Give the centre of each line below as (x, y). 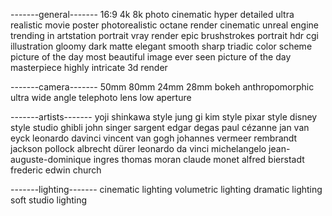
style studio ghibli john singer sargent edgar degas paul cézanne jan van (160, 127)
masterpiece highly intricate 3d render (89, 67)
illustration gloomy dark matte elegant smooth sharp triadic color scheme (161, 46)
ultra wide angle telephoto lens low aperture (101, 97)
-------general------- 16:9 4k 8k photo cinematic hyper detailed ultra (152, 14)
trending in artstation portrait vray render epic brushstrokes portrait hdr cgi (164, 35)
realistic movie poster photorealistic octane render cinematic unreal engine (165, 25)
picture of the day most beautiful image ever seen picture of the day (151, 57)
